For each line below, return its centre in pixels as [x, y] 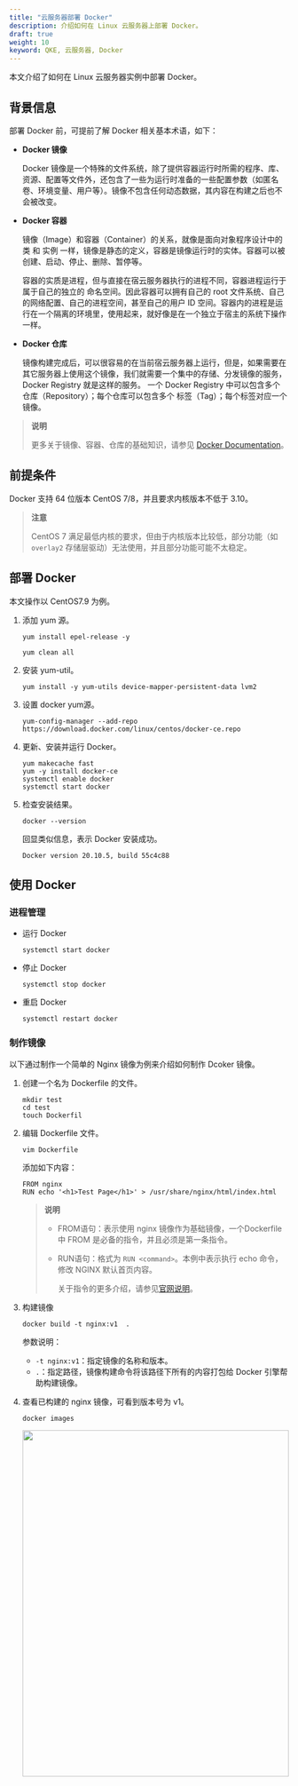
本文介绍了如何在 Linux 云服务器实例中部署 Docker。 [106, 77]
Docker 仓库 [44, 344]
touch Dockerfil [52, 1115]
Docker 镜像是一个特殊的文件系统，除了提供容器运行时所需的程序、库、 [153, 168]
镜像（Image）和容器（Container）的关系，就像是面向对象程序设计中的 [152, 239]
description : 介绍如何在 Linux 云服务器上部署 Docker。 [106, 26]
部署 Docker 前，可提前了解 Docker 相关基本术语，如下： [114, 131]
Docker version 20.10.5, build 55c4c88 [96, 855]
